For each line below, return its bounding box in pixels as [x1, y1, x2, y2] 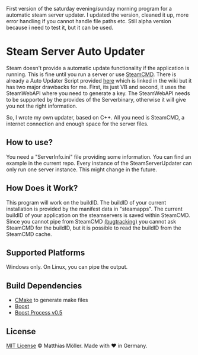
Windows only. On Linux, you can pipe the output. [6, 263, 128, 271]
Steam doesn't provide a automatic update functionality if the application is [6, 64, 190, 71]
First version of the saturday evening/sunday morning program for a [6, 5, 172, 12]
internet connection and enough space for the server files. [6, 120, 149, 127]
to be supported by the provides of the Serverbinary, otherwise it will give [6, 96, 186, 103]
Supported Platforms [6, 247, 85, 257]
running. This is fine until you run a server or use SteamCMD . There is [6, 71, 177, 78]
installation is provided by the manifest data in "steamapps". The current [6, 205, 183, 212]
